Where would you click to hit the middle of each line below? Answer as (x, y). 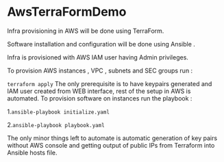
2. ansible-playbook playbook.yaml (56, 124)
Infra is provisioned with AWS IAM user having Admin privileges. (98, 57)
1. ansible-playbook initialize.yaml (58, 111)
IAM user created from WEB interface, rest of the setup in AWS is (99, 91)
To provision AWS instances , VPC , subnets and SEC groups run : (100, 70)
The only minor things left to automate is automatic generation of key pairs (112, 138)
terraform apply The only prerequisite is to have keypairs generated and (110, 83)
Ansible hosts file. (32, 152)
